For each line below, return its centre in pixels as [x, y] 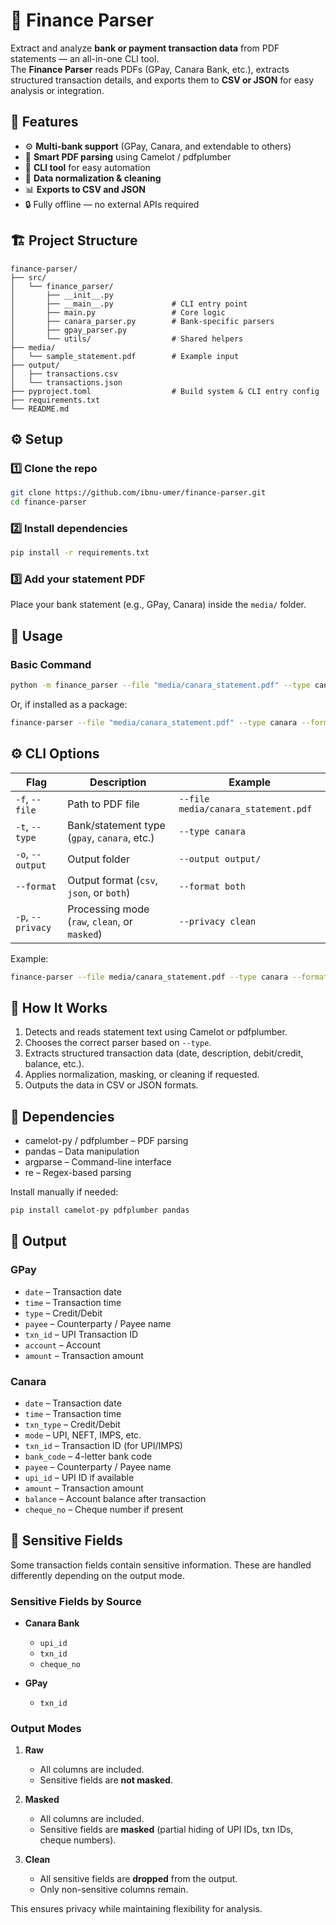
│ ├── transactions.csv [64, 374]
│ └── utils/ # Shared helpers [127, 339]
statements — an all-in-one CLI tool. [85, 58]
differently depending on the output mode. [97, 1575]
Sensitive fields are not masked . [106, 1780]
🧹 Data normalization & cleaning [93, 178]
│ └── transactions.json [66, 382]
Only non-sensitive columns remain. [114, 1890]
